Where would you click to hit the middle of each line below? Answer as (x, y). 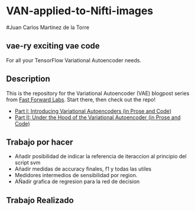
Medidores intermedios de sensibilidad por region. (76, 175)
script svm (27, 163)
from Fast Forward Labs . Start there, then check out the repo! (81, 100)
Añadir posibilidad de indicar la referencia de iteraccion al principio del (101, 156)
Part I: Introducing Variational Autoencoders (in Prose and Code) (93, 111)
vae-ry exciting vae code (53, 46)
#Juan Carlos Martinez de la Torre (48, 27)
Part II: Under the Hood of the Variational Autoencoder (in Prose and (97, 117)
